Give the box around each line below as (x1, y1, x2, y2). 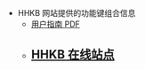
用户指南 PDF (30, 19, 80, 29)
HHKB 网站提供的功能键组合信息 (17, 8, 136, 18)
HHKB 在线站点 (30, 47, 115, 62)
